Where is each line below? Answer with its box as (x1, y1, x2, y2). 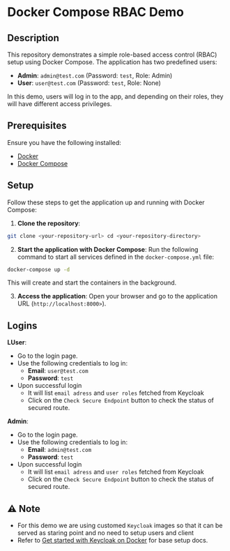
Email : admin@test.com (27, 446, 92, 454)
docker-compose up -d (7, 266, 70, 273)
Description (7, 32, 59, 44)
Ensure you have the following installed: (7, 138, 122, 146)
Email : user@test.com (27, 367, 89, 375)
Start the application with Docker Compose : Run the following (17, 245, 199, 253)
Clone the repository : (17, 219, 81, 227)
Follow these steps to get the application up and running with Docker (7, 198, 205, 206)
